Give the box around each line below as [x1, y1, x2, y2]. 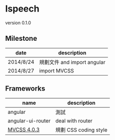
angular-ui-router [8, 117, 51, 124]
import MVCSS [39, 67, 74, 74]
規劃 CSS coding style [55, 126, 107, 133]
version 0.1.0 [5, 20, 31, 26]
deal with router [55, 117, 93, 124]
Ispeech [5, 3, 40, 15]
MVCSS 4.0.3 [8, 126, 40, 133]
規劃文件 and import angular [39, 58, 105, 65]
